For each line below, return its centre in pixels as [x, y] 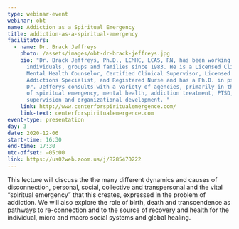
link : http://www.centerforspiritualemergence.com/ [98, 107]
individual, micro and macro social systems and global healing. [99, 217]
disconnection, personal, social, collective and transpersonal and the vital [115, 187]
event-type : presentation [46, 119]
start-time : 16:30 [34, 139]
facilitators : [28, 41]
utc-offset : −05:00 [36, 153]
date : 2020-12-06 [33, 133]
